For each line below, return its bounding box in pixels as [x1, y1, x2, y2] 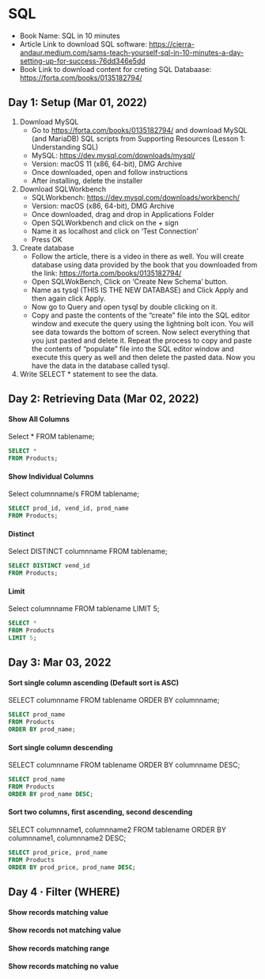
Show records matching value [8, 907, 109, 916]
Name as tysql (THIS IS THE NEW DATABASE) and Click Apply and [31, 285, 248, 294]
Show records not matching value [8, 925, 121, 935]
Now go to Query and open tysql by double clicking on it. [31, 302, 218, 311]
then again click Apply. [31, 294, 106, 303]
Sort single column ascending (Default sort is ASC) [8, 677, 180, 687]
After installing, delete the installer [31, 176, 143, 185]
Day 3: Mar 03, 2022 [8, 656, 112, 670]
